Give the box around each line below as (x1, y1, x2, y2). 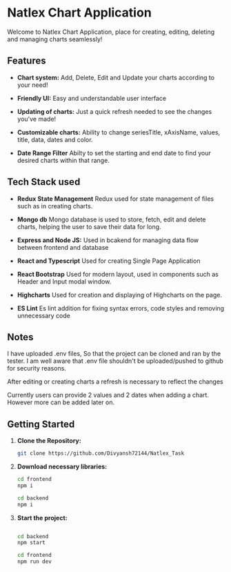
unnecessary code (17, 311, 71, 319)
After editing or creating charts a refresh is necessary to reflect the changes (7, 377, 223, 386)
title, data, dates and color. (17, 135, 93, 144)
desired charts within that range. (17, 156, 110, 164)
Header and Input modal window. (17, 277, 112, 286)
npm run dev (17, 558, 52, 565)
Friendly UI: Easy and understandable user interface (17, 94, 167, 102)
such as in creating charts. (17, 201, 93, 210)
